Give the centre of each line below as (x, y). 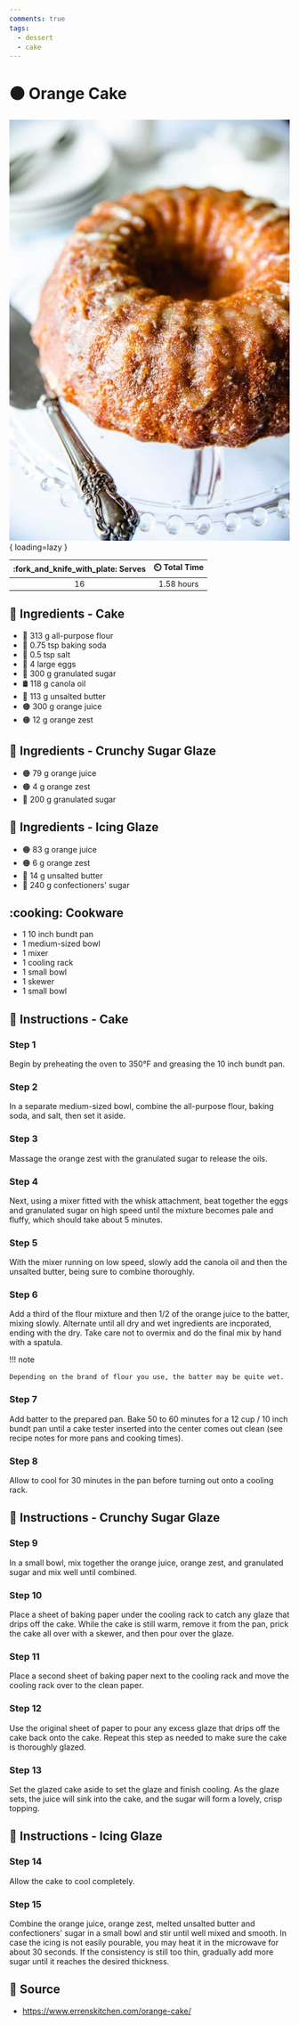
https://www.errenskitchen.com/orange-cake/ (106, 2011)
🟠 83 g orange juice (60, 849)
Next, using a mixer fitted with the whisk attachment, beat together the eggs (149, 1200)
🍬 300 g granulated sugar (69, 674)
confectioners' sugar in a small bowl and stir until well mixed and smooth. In (148, 1932)
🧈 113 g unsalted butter (64, 696)
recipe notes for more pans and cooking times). (97, 1438)
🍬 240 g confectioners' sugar (76, 885)
